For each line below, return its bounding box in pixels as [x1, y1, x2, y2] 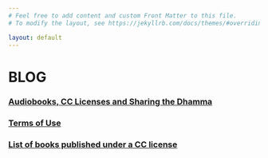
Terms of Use [8, 117, 61, 128]
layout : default [8, 34, 62, 41]
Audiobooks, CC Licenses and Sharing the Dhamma [8, 97, 213, 108]
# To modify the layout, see [8, 19, 105, 27]
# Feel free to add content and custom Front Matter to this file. [8, 11, 238, 20]
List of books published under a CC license [8, 139, 178, 150]
